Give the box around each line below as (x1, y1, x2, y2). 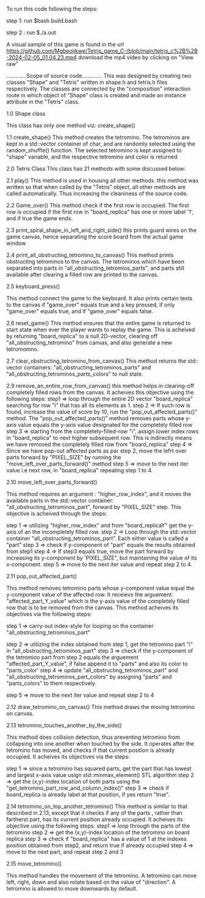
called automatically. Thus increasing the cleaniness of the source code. (6, 190, 189, 197)
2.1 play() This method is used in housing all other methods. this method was (6, 177, 199, 184)
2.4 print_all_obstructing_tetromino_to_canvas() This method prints (6, 251, 174, 259)
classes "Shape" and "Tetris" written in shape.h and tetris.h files (6, 79, 168, 86)
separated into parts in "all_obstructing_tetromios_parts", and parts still (6, 264, 185, 272)
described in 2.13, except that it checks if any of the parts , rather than (6, 809, 183, 816)
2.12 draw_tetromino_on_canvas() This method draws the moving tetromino (6, 703, 195, 710)
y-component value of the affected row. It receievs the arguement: (6, 591, 174, 598)
